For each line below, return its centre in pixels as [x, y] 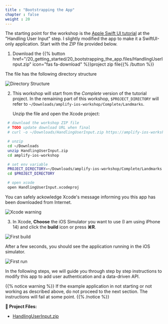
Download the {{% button [39, 54]
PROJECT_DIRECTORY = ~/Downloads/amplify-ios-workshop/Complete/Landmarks [85, 169]
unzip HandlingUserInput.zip [38, 151]
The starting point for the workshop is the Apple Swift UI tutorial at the [77, 34]
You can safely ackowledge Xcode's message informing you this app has [80, 197]
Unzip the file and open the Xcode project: [56, 114]
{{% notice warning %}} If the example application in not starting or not [78, 286]
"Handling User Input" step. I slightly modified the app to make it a [73, 39]
